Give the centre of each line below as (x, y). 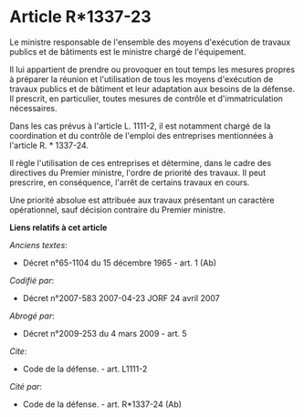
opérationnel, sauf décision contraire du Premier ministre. (118, 209)
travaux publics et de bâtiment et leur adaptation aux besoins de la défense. (152, 89)
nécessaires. (33, 108)
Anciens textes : (39, 245)
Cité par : (26, 386)
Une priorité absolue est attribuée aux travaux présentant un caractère (142, 200)
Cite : (18, 351)
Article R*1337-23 (81, 17)
